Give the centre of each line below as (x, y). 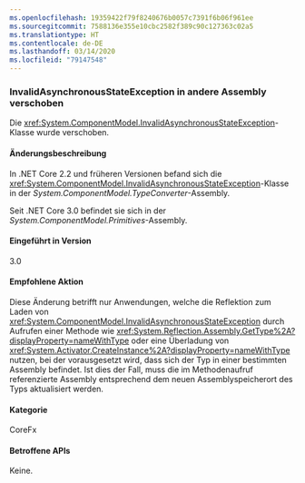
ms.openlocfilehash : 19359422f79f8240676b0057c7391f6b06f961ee (132, 18)
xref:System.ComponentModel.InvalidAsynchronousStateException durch (147, 321)
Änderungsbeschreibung (58, 153)
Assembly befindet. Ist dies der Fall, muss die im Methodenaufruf (132, 370)
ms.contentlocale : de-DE (56, 43)
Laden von (29, 311)
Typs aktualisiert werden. (57, 389)
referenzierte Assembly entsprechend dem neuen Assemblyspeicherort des (151, 379)
